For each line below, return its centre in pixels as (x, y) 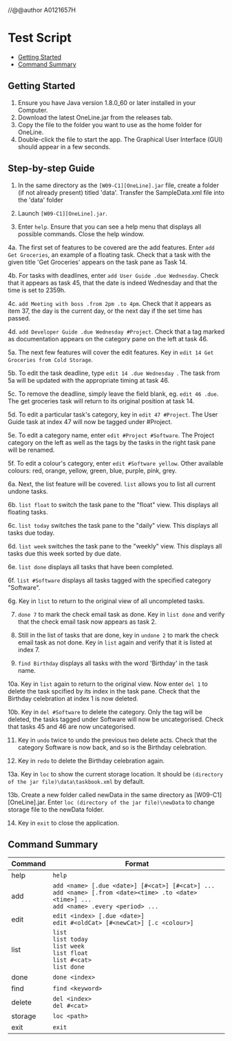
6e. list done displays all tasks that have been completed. (91, 566)
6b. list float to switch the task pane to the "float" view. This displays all (113, 504)
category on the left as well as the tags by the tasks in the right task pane (112, 442)
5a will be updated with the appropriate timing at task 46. (89, 380)
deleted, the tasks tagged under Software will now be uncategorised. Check (116, 719)
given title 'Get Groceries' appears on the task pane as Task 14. (97, 262)
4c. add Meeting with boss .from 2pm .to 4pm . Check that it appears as (110, 303)
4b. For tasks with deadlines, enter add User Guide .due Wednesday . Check (113, 275)
